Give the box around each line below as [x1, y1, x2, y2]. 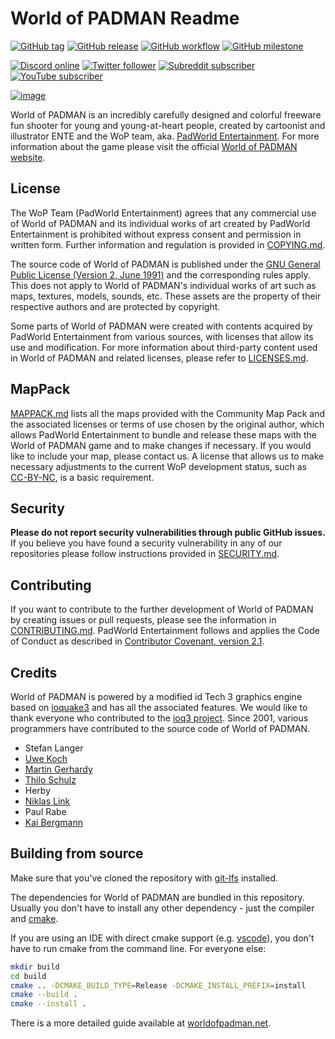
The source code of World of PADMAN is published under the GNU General [10, 258, 321, 270]
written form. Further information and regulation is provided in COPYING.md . [10, 238, 326, 251]
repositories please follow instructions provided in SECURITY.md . [10, 548, 280, 560]
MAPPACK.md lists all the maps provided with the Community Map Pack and [10, 407, 326, 419]
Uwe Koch [24, 753, 68, 764]
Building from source [10, 845, 144, 862]
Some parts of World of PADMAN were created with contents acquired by [10, 320, 313, 332]
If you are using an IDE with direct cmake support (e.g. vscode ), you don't [10, 932, 315, 944]
